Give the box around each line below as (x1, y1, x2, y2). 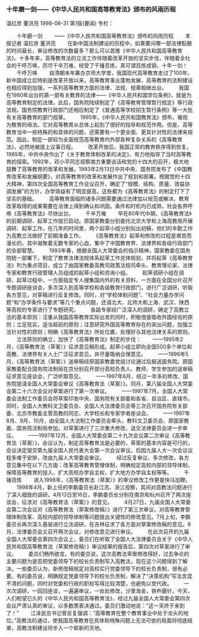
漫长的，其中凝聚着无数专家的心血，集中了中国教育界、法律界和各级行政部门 (6, 240, 193, 247)
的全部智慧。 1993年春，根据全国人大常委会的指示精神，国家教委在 (6, 247, 181, 254)
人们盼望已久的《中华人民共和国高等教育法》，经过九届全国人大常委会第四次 (6, 595, 191, 602)
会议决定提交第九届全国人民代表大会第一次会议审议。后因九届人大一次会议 (6, 447, 188, 454)
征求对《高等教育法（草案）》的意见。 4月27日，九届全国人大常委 (21, 498, 191, 506)
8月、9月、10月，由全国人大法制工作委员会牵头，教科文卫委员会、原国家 (6, 417, 184, 424)
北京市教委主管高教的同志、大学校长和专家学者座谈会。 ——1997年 (16, 410, 191, 417)
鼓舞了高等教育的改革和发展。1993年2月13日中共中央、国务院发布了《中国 (6, 166, 188, 173)
